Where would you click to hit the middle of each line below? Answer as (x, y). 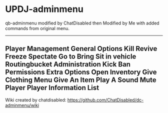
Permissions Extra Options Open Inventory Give (81, 72)
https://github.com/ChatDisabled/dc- (105, 100)
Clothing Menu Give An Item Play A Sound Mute (81, 80)
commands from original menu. (37, 28)
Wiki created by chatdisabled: (36, 100)
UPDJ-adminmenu (44, 9)
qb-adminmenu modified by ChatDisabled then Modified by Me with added (82, 23)
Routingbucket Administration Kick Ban (68, 64)
